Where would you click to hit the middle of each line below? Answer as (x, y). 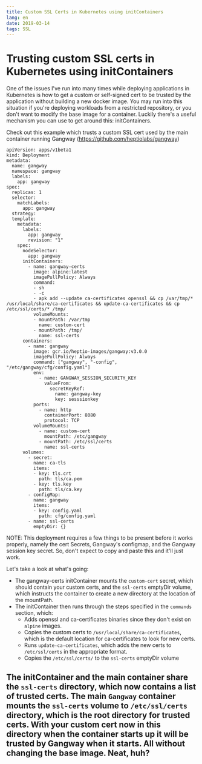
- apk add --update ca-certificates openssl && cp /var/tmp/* (113, 299)
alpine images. (43, 626)
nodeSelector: (40, 251)
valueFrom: (58, 384)
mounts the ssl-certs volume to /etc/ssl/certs (97, 705)
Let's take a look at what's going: (47, 569)
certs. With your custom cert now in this (84, 724)
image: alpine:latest (60, 272)
